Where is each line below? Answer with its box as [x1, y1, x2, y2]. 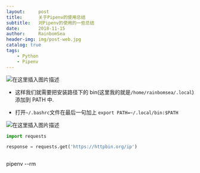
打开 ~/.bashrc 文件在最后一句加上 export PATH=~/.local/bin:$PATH [14, 109, 179, 116]
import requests [6, 133, 47, 139]
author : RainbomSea [6, 31, 66, 37]
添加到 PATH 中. [14, 96, 54, 103]
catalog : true [6, 42, 42, 48]
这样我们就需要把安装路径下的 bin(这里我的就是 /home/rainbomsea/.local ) [14, 88, 194, 95]
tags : [6, 48, 20, 54]
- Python [17, 53, 39, 59]
